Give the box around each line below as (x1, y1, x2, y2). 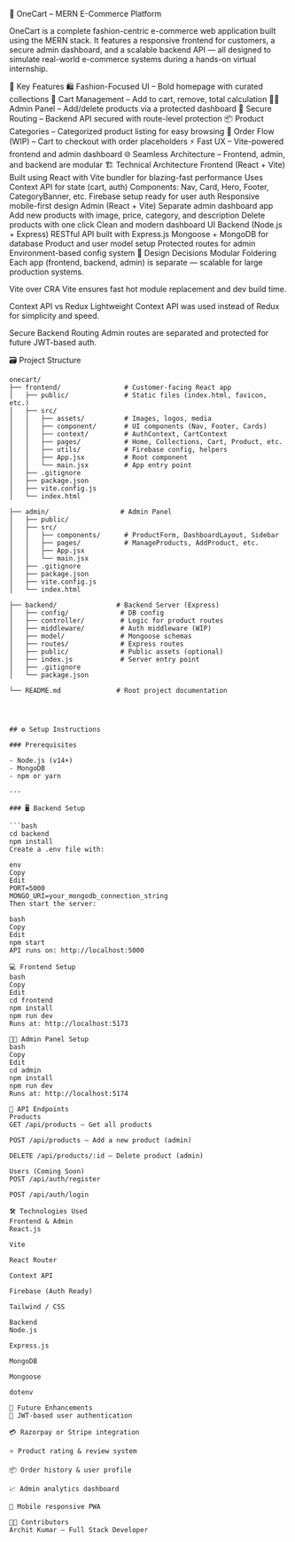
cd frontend (9, 996, 53, 1005)
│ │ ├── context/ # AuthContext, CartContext (9, 430, 228, 439)
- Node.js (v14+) (9, 756, 74, 765)
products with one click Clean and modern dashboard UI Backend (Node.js (9, 219, 283, 230)
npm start (9, 938, 46, 947)
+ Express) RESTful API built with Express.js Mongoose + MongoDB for (9, 229, 268, 239)
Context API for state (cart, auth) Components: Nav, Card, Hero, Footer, (9, 182, 269, 192)
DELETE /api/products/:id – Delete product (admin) (9, 1151, 204, 1160)
